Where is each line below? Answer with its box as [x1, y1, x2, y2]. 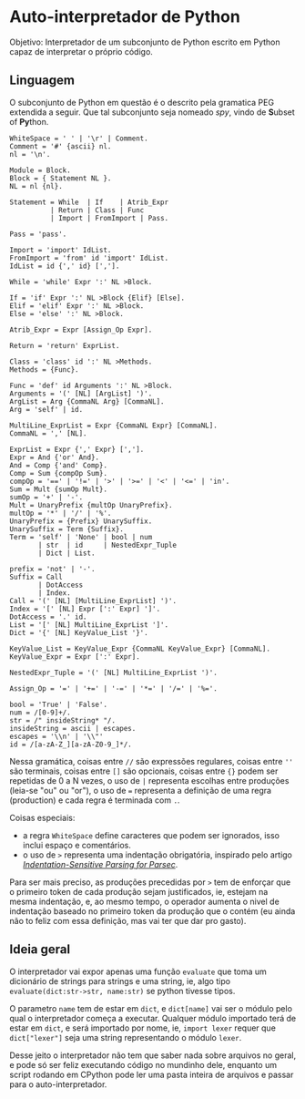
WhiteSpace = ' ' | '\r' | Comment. [9, 134, 148, 143]
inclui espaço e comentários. [22, 839, 132, 850]
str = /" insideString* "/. [9, 715, 117, 725]
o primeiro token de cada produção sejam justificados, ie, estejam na [9, 886, 269, 897]
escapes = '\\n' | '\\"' [9, 732, 104, 741]
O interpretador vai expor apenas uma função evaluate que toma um [9, 966, 267, 977]
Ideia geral [9, 941, 71, 958]
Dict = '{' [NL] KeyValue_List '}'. [9, 628, 148, 637]
